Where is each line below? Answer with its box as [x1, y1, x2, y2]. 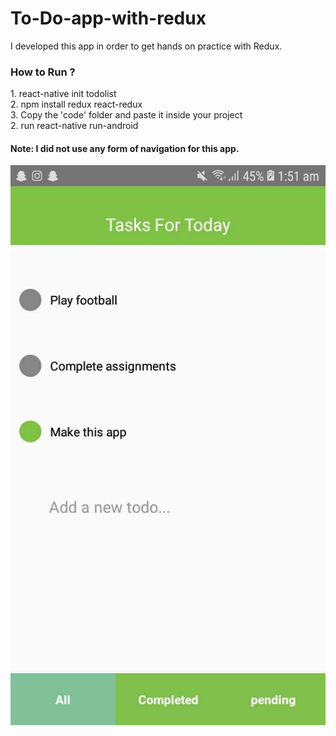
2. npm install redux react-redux [10, 98, 143, 111]
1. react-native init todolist [10, 88, 117, 100]
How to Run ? [10, 65, 76, 79]
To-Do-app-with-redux [10, 7, 207, 30]
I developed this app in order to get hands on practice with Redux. [10, 40, 283, 52]
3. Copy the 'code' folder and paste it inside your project [10, 109, 243, 121]
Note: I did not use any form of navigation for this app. [10, 142, 240, 154]
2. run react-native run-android [10, 120, 139, 132]
